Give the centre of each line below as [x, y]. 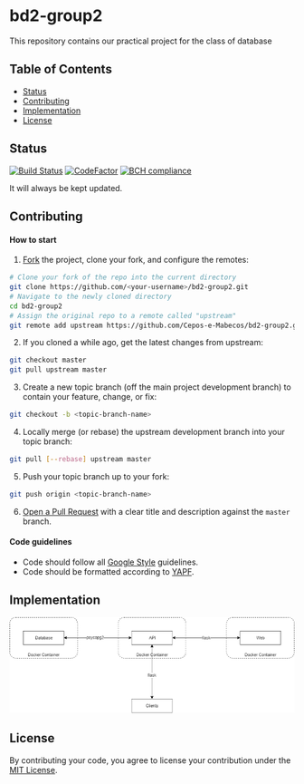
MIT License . [33, 769]
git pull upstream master [58, 370]
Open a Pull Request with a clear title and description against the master [156, 511]
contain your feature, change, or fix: [89, 397]
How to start [33, 239]
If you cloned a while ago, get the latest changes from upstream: [143, 343]
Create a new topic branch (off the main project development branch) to [157, 387]
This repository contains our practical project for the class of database [141, 41]
